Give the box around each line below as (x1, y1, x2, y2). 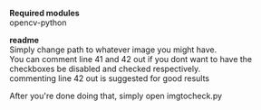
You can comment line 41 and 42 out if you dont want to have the (9, 54, 253, 64)
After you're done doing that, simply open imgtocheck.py (9, 90, 223, 101)
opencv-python (9, 17, 67, 28)
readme (9, 35, 39, 45)
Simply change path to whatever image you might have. (9, 44, 217, 55)
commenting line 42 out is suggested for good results (9, 73, 210, 84)
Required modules (9, 8, 80, 18)
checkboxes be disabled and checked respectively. (9, 63, 201, 74)
